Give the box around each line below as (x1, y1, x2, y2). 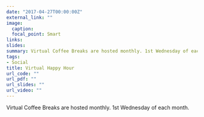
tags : (6, 54, 20, 60)
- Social (6, 59, 29, 65)
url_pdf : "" (6, 76, 36, 82)
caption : (12, 25, 34, 32)
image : (6, 20, 23, 26)
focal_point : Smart (12, 31, 61, 37)
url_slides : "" (6, 82, 45, 88)
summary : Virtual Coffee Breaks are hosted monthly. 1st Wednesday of (6, 48, 189, 54)
